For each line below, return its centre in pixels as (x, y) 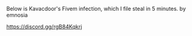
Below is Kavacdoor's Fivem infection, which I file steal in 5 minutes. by (96, 9)
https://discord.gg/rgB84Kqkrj (44, 27)
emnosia (17, 15)
